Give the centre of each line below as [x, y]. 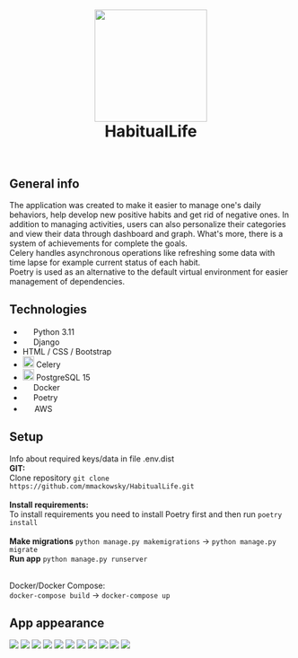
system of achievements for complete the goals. [99, 243]
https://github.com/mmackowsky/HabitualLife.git [102, 486]
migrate [24, 549]
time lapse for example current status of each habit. [105, 262]
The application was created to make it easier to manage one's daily [136, 205]
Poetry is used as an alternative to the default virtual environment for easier [149, 272]
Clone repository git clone [59, 478]
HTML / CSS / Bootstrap [67, 351]
